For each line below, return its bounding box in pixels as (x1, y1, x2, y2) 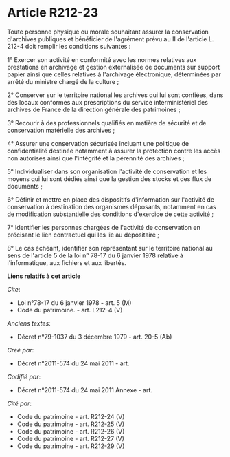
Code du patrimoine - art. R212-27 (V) (16, 434, 125, 443)
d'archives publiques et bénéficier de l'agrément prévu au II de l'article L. (7, 34, 214, 43)
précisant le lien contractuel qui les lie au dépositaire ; (7, 231, 160, 239)
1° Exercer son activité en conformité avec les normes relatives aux (7, 55, 197, 63)
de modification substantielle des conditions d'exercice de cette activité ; (7, 210, 214, 218)
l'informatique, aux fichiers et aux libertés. (7, 258, 127, 266)
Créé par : (7, 346, 34, 354)
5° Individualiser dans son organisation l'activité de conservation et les (7, 167, 207, 176)
